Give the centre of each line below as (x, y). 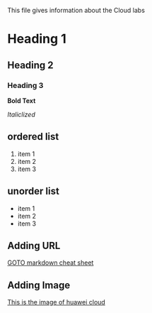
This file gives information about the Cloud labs (76, 10)
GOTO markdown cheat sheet (51, 263)
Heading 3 (25, 85)
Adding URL (34, 245)
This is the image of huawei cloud (57, 302)
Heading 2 (31, 65)
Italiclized (21, 114)
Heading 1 (37, 39)
